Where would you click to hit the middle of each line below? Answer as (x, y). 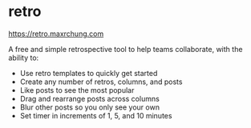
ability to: (24, 58)
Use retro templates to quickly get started (89, 73)
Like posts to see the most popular (77, 90)
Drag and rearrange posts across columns (90, 98)
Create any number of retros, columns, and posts (101, 82)
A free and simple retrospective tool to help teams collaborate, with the (125, 49)
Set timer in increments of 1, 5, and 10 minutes (96, 115)
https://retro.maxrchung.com (56, 34)
